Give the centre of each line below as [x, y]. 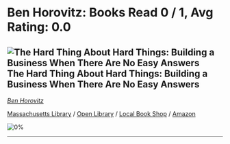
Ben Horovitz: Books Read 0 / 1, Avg [110, 13]
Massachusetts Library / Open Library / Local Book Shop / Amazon [102, 114]
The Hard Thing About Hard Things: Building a [107, 73]
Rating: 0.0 [39, 27]
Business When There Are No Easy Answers [103, 84]
